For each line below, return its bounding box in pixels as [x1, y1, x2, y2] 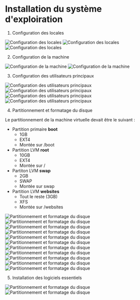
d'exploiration [5, 14, 63, 25]
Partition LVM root [12, 147, 49, 153]
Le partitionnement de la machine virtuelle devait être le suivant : [5, 117, 135, 122]
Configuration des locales [12, 30, 64, 36]
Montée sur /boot [19, 141, 55, 147]
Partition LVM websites [12, 188, 60, 194]
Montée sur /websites [19, 204, 63, 210]
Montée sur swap [19, 183, 55, 189]
